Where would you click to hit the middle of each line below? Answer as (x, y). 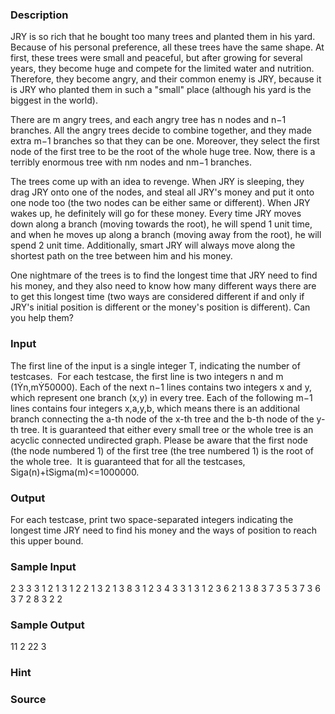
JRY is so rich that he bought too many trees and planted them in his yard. (163, 37)
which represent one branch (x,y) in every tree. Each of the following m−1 (161, 397)
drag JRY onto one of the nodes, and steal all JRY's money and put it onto (162, 192)
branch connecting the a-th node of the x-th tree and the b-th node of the (162, 419)
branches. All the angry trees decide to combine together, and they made (161, 130)
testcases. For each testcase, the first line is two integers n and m (147, 376)
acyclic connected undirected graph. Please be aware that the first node (159, 440)
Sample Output (47, 625)
